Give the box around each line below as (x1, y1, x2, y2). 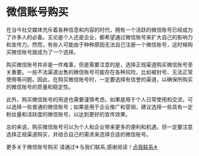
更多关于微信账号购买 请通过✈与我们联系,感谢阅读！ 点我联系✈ (6, 143, 158, 150)
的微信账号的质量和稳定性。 (6, 83, 74, 90)
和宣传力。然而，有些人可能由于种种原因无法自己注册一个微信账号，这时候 (6, 41, 188, 48)
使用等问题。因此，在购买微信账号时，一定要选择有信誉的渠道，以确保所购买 (6, 75, 193, 83)
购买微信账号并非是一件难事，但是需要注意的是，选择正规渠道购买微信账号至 (6, 61, 193, 68)
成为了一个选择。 (37, 48, 79, 55)
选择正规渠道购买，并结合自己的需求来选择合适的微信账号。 (6, 130, 152, 138)
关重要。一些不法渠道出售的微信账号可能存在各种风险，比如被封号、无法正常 (6, 68, 193, 75)
